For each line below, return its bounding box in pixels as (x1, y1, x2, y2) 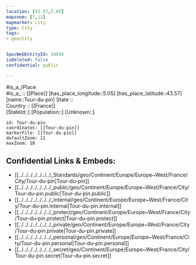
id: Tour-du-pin (6, 119, 46, 126)
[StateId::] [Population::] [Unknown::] (6, 108, 95, 115)
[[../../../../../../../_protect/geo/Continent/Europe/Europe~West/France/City (14, 209, 191, 216)
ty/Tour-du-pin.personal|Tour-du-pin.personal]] (14, 240, 129, 247)
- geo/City (6, 36, 33, 42)
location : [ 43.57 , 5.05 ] (6, 8, 64, 15)
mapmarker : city (6, 19, 46, 25)
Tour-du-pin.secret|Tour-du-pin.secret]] (14, 252, 111, 259)
